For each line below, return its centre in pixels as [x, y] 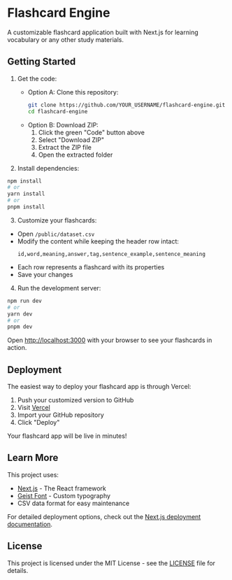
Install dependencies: [48, 168]
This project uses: [33, 474]
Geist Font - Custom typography [64, 495]
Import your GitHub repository [61, 415]
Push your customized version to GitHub [75, 400]
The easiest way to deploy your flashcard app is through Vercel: [99, 387]
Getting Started [42, 62]
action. [17, 348]
